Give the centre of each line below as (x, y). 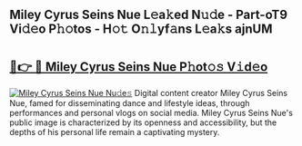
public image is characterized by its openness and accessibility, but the (143, 122)
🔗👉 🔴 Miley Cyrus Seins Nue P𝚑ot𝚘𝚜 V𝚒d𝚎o (139, 67)
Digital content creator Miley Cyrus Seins (211, 93)
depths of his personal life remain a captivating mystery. (115, 132)
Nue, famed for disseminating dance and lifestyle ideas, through (130, 103)
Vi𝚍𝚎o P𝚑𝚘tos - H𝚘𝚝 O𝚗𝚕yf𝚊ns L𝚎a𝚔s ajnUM (141, 29)
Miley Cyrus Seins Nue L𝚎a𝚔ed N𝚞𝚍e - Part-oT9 (149, 15)
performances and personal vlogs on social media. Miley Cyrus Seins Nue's (151, 113)
